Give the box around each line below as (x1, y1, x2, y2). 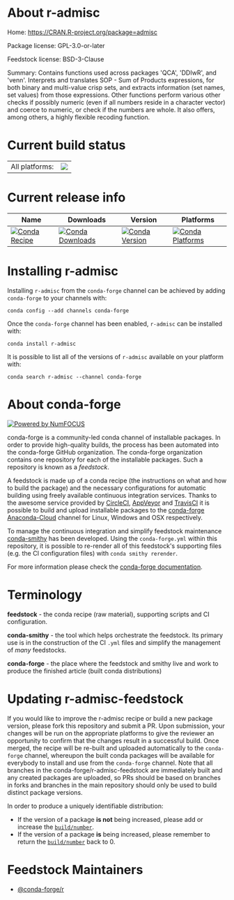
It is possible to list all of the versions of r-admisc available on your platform (7, 352, 224, 360)
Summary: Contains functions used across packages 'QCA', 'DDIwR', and (7, 68, 217, 77)
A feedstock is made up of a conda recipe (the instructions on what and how (7, 476, 227, 485)
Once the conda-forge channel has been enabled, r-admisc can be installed (7, 319, 223, 328)
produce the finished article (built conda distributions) (7, 666, 162, 675)
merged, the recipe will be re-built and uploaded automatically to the (7, 744, 204, 752)
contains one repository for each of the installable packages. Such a (7, 455, 203, 464)
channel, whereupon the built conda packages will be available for (24, 751, 214, 759)
